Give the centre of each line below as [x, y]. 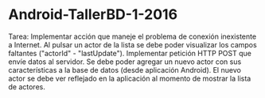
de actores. [27, 87]
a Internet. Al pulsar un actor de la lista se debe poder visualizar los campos [132, 44]
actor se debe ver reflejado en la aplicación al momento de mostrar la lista [130, 78]
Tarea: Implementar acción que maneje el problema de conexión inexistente [132, 36]
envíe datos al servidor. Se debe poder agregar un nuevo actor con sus [125, 62]
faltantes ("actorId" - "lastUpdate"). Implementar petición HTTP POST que [130, 53]
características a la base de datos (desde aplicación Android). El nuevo [125, 70]
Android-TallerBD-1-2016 [93, 15]
